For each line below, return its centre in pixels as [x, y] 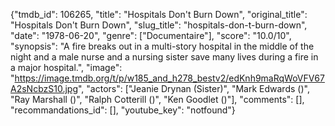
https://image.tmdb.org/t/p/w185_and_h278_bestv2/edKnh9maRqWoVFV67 [169, 78]
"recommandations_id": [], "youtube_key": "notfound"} [123, 110]
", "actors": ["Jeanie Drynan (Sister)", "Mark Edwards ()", [193, 88]
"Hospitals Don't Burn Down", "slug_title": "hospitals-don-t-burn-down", [159, 25]
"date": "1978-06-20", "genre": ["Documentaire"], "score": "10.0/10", [151, 35]
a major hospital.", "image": [66, 67]
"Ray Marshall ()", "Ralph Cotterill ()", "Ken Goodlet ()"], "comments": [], [157, 99]
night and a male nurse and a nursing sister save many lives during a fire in [164, 57]
